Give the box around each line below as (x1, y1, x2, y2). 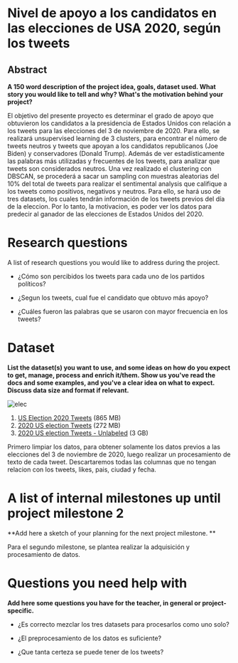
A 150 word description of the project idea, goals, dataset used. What (7, 83, 217, 90)
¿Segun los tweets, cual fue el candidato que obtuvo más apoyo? (17, 293, 209, 302)
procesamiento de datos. (7, 550, 80, 558)
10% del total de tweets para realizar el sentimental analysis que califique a (7, 179, 227, 188)
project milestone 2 (7, 506, 124, 521)
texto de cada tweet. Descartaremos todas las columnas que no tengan (7, 457, 217, 466)
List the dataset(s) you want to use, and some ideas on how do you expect (7, 363, 231, 372)
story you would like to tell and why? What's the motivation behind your (7, 90, 224, 98)
